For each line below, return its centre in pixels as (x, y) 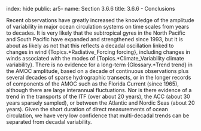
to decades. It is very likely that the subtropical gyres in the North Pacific (96, 33)
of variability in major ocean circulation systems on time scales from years (98, 27)
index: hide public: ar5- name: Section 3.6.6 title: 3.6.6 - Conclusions (91, 9)
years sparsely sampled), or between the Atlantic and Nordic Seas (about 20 (100, 103)
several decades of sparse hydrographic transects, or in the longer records (99, 77)
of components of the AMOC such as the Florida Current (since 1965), (93, 84)
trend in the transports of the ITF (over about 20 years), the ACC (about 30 (98, 96)
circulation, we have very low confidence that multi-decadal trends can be (98, 115)
